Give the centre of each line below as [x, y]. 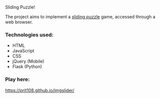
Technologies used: [29, 35]
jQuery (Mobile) [28, 61]
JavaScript [23, 51]
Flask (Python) [27, 67]
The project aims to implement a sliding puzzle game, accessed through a [80, 17]
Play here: [18, 80]
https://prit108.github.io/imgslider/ [40, 90]
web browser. [19, 22]
